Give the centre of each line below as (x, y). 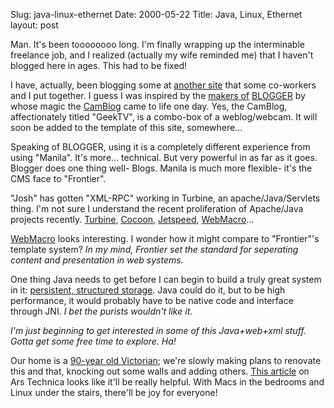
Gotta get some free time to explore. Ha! (93, 341)
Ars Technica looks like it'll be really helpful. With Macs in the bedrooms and (167, 382)
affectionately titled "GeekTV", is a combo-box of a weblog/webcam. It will (164, 117)
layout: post (34, 25)
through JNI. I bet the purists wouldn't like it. (101, 311)
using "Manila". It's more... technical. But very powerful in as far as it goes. (164, 157)
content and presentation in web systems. (97, 260)
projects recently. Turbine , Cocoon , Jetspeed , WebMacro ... (132, 219)
